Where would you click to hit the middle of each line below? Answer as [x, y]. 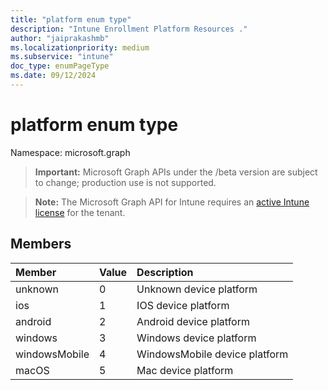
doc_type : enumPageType [60, 66]
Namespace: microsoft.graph [70, 152]
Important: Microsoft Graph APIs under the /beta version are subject [176, 172]
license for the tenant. [80, 212]
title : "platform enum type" [71, 19]
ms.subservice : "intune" [62, 57]
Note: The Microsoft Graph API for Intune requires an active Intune [172, 202]
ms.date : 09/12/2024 [53, 76]
